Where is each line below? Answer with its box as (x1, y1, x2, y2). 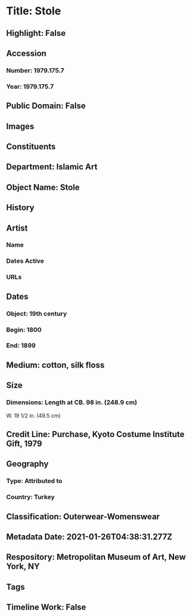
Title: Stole (6, 4, 61, 18)
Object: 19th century (6, 309, 67, 318)
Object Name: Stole (6, 182, 80, 192)
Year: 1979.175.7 (6, 82, 54, 90)
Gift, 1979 (6, 438, 42, 448)
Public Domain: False (6, 101, 86, 111)
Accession (6, 48, 47, 58)
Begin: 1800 (6, 325, 42, 333)
